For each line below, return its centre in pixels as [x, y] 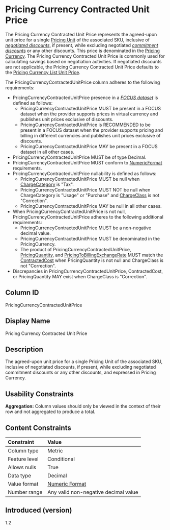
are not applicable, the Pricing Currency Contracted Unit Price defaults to [82, 67]
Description [24, 349]
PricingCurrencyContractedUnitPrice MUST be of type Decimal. [79, 157]
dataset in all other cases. [47, 152]
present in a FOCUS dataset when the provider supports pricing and [92, 130]
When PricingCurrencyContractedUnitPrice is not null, [69, 211]
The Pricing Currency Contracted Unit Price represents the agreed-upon [81, 34]
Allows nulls [22, 467]
